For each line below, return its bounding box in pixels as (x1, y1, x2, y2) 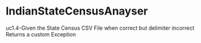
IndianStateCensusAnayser (5, 4, 148, 18)
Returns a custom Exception (5, 30, 77, 38)
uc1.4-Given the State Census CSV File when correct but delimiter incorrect (5, 24, 195, 31)
